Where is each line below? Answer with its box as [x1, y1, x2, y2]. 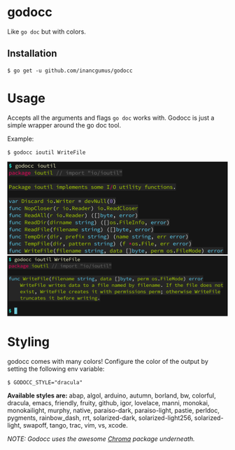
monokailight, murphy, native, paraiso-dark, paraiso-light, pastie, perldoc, [7, 406, 220, 414]
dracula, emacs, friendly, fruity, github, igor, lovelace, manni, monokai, [7, 398, 210, 407]
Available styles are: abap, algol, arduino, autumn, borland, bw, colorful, [7, 391, 216, 400]
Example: [7, 134, 34, 143]
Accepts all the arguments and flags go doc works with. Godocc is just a [7, 113, 215, 122]
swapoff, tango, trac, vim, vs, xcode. [23, 421, 128, 429]
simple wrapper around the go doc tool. [7, 120, 121, 129]
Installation [7, 48, 57, 59]
